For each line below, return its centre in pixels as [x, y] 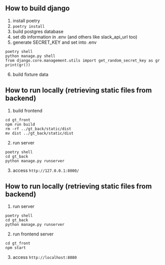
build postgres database [38, 31]
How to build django [38, 8]
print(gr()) [18, 65]
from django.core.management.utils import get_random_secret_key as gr [82, 61]
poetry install [29, 26]
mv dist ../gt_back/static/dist [39, 133]
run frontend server [33, 234]
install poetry [26, 20]
